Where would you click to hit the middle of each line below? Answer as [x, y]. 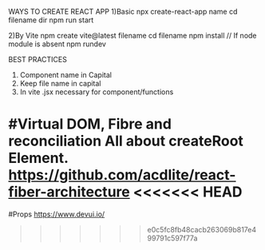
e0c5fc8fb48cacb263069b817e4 [202, 229]
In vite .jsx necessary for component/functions [97, 92]
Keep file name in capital [60, 83]
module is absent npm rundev [57, 44]
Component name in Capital [65, 75]
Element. [38, 158]
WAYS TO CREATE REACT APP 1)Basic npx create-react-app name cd [123, 12]
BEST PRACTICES [38, 60]
